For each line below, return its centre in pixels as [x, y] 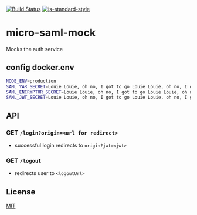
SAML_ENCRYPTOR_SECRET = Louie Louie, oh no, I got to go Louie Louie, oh [97, 92]
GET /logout [24, 160]
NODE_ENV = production [31, 81]
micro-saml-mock [51, 33]
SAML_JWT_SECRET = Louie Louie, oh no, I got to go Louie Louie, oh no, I [97, 98]
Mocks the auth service [35, 49]
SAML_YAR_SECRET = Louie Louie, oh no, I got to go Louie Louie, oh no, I [97, 86]
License [21, 192]
